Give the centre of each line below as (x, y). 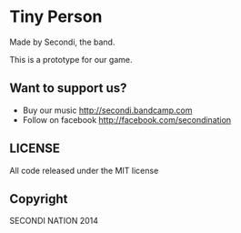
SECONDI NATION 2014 (54, 221)
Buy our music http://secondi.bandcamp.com (107, 110)
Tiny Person (56, 17)
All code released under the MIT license (84, 170)
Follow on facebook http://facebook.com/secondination (127, 119)
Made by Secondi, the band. (62, 42)
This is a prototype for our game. (71, 59)
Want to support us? (68, 88)
